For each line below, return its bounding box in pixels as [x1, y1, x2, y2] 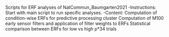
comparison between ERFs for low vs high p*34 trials [5, 26, 117, 32]
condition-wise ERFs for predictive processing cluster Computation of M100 [5, 15, 164, 21]
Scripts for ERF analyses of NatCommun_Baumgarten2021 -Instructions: [5, 5, 156, 10]
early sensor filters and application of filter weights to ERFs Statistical [5, 20, 151, 26]
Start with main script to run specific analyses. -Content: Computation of [5, 10, 157, 16]
